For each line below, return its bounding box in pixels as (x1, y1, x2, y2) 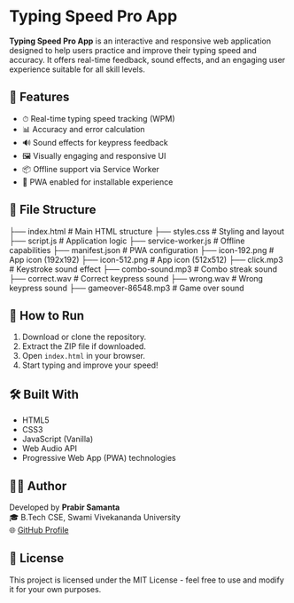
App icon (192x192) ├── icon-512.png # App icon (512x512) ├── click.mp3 (9, 254, 283, 265)
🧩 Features (9, 90, 70, 105)
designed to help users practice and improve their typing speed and (9, 44, 257, 55)
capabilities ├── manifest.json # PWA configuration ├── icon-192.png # (9, 244, 275, 255)
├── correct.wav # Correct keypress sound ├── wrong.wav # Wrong (9, 273, 264, 283)
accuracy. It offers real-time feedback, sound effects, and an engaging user (9, 54, 286, 65)
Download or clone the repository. (21, 331, 147, 343)
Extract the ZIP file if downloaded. (21, 341, 146, 352)
